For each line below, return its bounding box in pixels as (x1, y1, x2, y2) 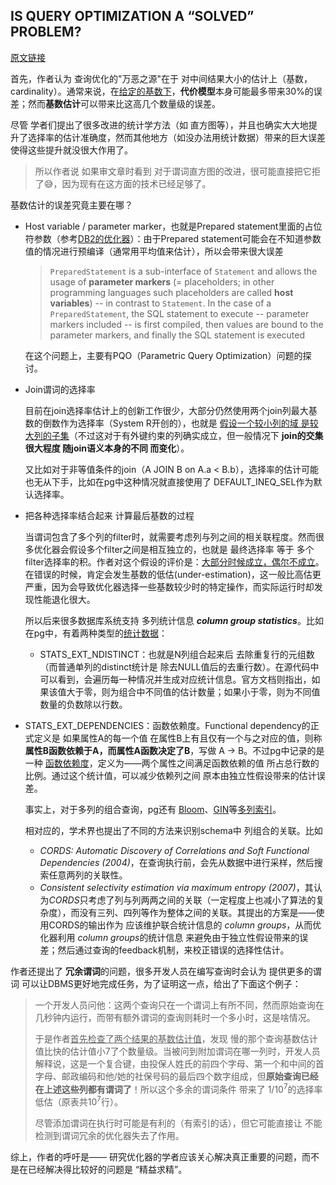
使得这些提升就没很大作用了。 (10, 144, 133, 156)
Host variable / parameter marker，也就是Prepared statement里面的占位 (24, 220, 323, 232)
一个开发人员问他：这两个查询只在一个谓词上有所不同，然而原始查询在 (34, 999, 325, 1011)
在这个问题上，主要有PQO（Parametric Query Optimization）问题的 (24, 349, 303, 361)
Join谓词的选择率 (24, 383, 96, 395)
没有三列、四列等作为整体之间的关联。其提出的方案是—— (79, 906, 317, 918)
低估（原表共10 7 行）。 (34, 1094, 123, 1108)
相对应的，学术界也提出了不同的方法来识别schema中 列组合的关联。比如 (24, 824, 323, 836)
